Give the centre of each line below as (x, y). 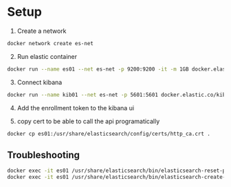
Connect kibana (40, 82)
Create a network (42, 31)
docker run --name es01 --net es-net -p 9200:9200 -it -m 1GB (98, 69)
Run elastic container (47, 56)
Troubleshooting (44, 155)
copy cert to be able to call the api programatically (88, 121)
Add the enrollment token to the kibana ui (76, 108)
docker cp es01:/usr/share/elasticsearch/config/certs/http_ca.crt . (109, 134)
